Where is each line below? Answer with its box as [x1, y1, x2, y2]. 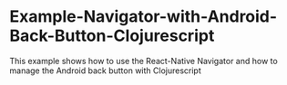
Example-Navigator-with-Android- [9, 6, 278, 27]
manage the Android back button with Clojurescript [9, 65, 202, 76]
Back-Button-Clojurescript [9, 25, 215, 46]
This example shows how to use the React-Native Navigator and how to [9, 55, 278, 66]
